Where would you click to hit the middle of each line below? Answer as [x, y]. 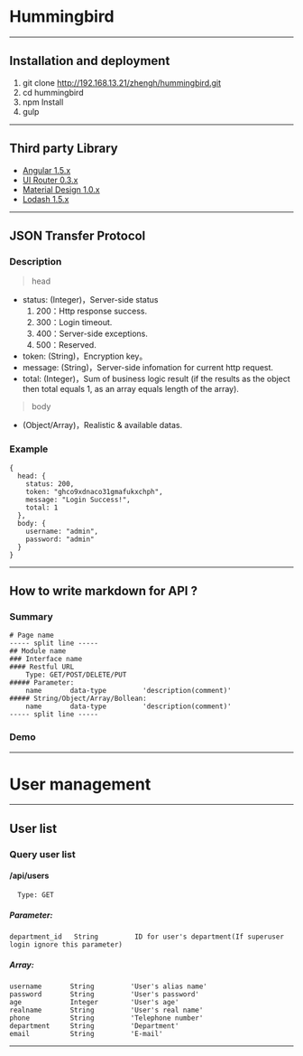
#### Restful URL [42, 667]
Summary [32, 616]
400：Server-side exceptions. [92, 334]
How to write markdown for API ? [104, 590]
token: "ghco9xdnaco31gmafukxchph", [95, 491]
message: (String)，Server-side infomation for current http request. [147, 368]
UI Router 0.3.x [50, 180]
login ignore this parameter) [66, 944]
